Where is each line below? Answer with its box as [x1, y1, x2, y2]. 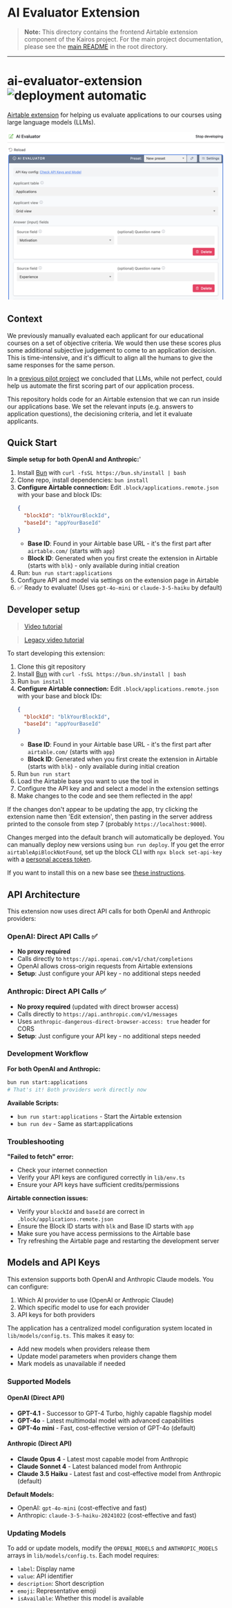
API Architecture [7, 888, 81, 900]
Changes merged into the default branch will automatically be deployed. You [7, 833, 225, 841]
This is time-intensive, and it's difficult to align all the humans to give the [7, 353, 213, 362]
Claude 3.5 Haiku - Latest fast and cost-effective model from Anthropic [17, 1470, 222, 1478]
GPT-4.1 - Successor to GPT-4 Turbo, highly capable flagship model [17, 1409, 212, 1417]
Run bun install [17, 677, 65, 685]
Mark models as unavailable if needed [17, 1359, 126, 1367]
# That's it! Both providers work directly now [7, 1086, 147, 1093]
